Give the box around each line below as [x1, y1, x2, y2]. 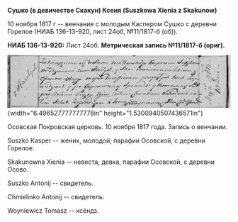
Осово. [7, 165, 29, 173]
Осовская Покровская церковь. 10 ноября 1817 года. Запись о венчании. [7, 122, 228, 131]
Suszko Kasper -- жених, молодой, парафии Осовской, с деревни [7, 136, 205, 145]
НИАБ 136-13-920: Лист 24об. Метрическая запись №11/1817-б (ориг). [7, 41, 225, 49]
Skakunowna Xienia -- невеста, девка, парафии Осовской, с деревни [7, 157, 215, 166]
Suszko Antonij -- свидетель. [7, 179, 93, 187]
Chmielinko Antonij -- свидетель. [7, 192, 105, 201]
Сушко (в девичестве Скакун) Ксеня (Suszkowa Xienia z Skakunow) [7, 6, 217, 14]
